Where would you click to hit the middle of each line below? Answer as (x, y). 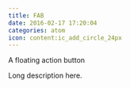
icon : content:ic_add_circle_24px (65, 38)
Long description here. (45, 75)
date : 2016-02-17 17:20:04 (53, 23)
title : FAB (26, 15)
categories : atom (37, 30)
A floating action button (47, 60)
